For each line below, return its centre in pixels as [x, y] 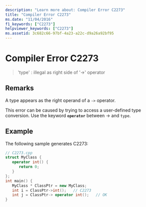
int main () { [19, 181]
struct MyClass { [23, 158]
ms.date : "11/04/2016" [29, 19]
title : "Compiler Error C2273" [38, 15]
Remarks [20, 88]
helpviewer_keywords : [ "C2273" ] [39, 29]
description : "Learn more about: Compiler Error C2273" [65, 10]
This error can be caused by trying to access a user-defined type [73, 110]
